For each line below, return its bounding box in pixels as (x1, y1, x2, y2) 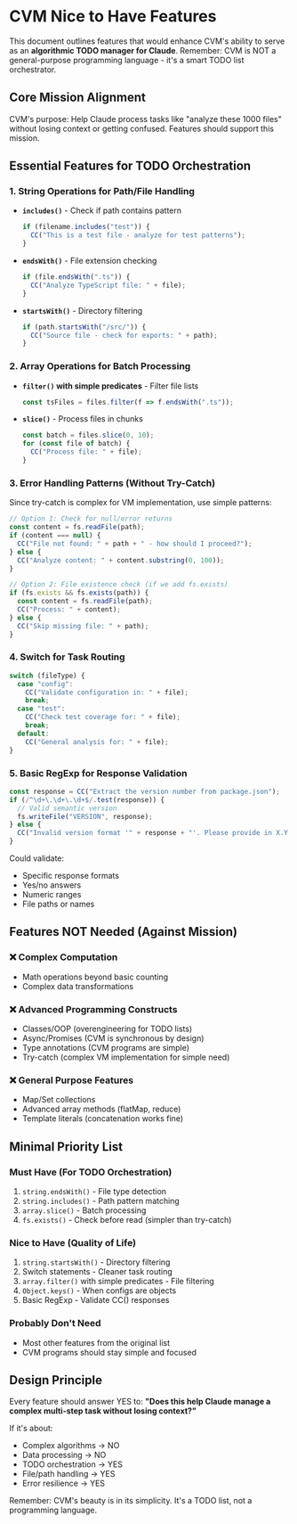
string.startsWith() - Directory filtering (21, 1257, 171, 1267)
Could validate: (9, 853, 65, 864)
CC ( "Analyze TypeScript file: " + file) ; (30, 281, 187, 290)
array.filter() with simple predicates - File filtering (21, 1276, 215, 1287)
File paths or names (21, 898, 95, 909)
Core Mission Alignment (9, 90, 147, 105)
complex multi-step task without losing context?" (9, 1405, 197, 1416)
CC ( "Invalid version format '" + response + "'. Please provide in (17, 829, 273, 838)
